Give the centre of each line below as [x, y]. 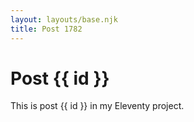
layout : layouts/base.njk [64, 19]
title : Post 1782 [46, 29]
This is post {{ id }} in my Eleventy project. [97, 106]
